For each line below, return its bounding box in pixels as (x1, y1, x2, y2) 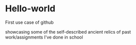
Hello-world (5, 3, 56, 14)
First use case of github (5, 19, 54, 25)
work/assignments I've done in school (5, 34, 83, 40)
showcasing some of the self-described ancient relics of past (5, 29, 131, 35)
